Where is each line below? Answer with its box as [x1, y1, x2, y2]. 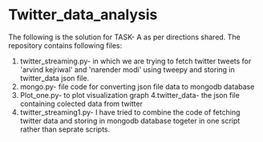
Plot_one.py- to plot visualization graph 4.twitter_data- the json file [19, 90, 241, 99]
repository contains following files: [8, 40, 123, 50]
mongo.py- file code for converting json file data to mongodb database [19, 82, 255, 91]
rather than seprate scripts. [19, 124, 111, 134]
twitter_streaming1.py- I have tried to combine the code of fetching [19, 107, 241, 117]
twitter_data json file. [19, 73, 90, 83]
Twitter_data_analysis [8, 6, 158, 24]
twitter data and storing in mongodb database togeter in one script [19, 116, 241, 125]
